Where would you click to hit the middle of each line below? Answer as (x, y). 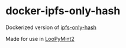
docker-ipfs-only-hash (63, 11)
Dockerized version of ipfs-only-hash (51, 27)
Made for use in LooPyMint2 (40, 39)
